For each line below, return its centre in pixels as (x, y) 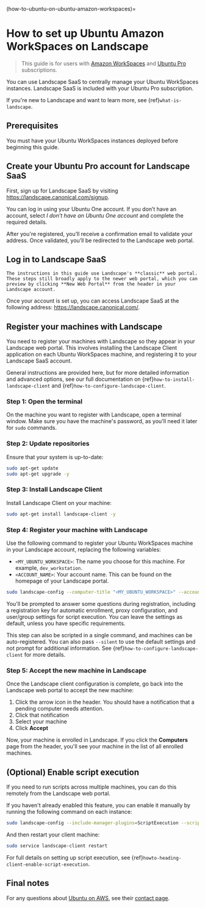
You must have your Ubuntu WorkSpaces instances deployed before (92, 141)
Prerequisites (32, 126)
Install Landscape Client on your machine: (59, 503)
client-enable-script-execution (47, 865)
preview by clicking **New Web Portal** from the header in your (91, 284)
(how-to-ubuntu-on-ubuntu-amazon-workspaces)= (71, 9)
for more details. (45, 654)
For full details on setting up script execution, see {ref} (75, 857)
